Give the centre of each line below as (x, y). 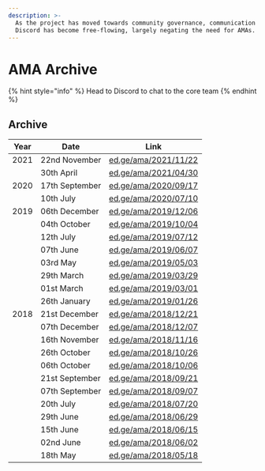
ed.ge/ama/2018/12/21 (154, 315)
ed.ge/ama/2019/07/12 (154, 237)
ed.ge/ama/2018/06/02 (154, 443)
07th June (60, 250)
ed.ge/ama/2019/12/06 (154, 212)
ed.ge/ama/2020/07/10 (154, 198)
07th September (71, 391)
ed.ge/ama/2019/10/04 (154, 224)
